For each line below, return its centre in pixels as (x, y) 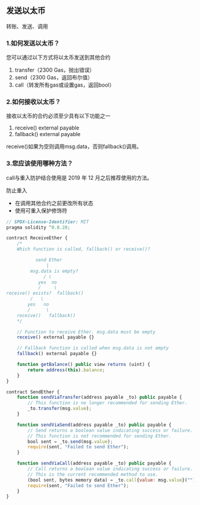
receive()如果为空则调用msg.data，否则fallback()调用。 (74, 147)
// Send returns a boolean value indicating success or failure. (110, 430)
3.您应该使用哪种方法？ (40, 164)
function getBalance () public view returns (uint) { (84, 365)
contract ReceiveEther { (37, 238)
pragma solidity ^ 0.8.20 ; (38, 227)
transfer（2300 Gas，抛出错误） (55, 70)
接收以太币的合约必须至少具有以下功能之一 (58, 116)
